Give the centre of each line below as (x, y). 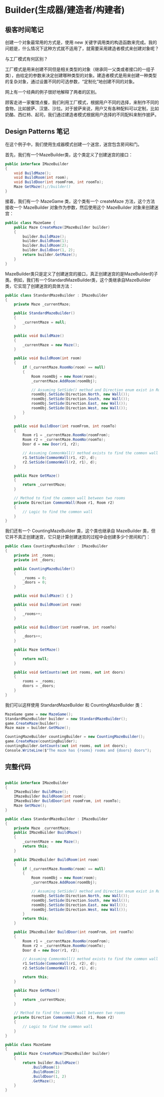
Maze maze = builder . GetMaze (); (38, 728)
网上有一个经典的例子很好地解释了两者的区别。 (52, 92)
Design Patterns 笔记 (37, 132)
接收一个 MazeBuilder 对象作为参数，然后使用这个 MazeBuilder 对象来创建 (80, 207)
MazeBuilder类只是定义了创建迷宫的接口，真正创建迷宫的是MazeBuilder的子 (82, 274)
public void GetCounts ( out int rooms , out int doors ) (70, 672)
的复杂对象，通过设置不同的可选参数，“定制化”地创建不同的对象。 (71, 82)
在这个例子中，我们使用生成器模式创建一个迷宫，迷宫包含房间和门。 (73, 144)
